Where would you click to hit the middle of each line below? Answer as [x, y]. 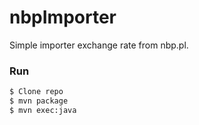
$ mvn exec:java [43, 110]
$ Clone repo [36, 92]
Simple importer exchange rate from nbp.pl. [99, 45]
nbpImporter [63, 17]
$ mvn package [39, 101]
